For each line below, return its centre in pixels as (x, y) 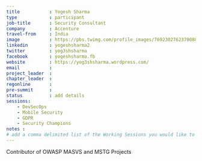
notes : (16, 129)
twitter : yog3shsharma (47, 51)
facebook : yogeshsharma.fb (51, 56)
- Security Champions (44, 124)
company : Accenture (43, 29)
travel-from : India (37, 34)
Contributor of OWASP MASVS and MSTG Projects (69, 151)
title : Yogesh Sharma (48, 12)
